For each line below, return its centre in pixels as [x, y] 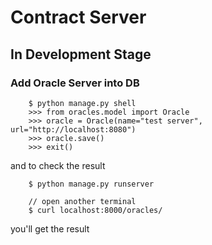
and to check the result [58, 165]
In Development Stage [81, 54]
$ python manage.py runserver [91, 184]
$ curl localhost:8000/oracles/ [95, 210]
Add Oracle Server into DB [75, 83]
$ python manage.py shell [82, 103]
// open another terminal [82, 201]
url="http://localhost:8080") [73, 129]
